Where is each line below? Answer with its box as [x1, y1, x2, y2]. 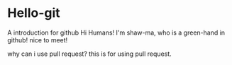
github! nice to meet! [7, 35, 68, 44]
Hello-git [7, 5, 60, 21]
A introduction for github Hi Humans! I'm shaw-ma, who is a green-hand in [7, 28, 226, 37]
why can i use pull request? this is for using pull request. [7, 49, 172, 58]
